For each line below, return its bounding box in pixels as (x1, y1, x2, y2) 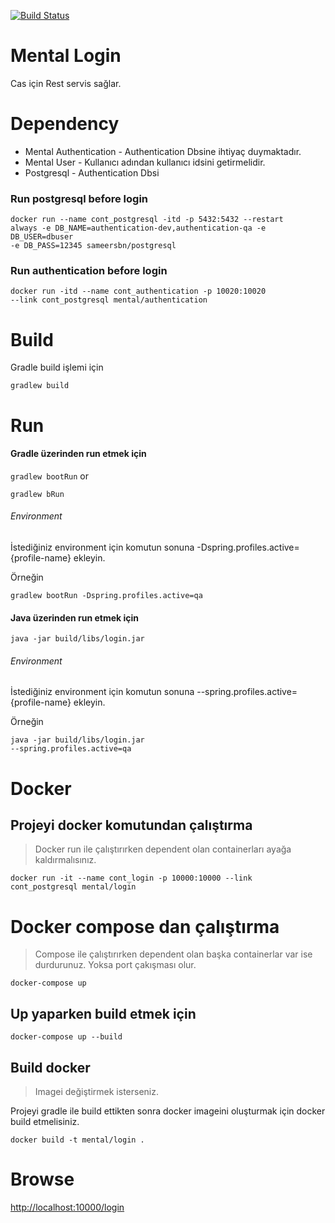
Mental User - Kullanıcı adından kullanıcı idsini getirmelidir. (24, 156, 266, 168)
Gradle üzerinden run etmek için (10, 448, 147, 460)
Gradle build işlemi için (10, 361, 104, 374)
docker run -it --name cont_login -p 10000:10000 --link (10, 873, 253, 884)
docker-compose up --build (10, 1032, 123, 1042)
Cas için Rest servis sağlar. (10, 77, 122, 89)
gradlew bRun (10, 489, 65, 499)
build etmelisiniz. (10, 1115, 80, 1127)
